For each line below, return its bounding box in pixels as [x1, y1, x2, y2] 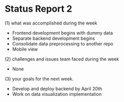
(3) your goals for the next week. [5, 75, 74, 82]
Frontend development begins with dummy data [12, 30, 113, 36]
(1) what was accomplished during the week [5, 20, 97, 26]
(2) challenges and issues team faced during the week [5, 56, 119, 62]
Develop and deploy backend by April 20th [12, 85, 103, 92]
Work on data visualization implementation [12, 91, 102, 97]
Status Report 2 [5, 3, 72, 15]
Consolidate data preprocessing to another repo [12, 40, 113, 46]
